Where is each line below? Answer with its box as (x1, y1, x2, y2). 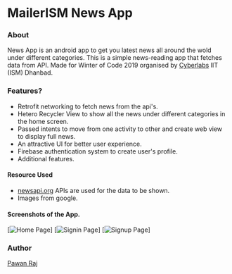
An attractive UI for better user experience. (17, 139, 142, 148)
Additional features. (17, 154, 75, 163)
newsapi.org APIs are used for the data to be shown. (17, 186, 170, 194)
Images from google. (17, 194, 79, 202)
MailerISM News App (7, 5, 133, 21)
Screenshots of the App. (7, 210, 81, 218)
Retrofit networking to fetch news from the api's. (17, 102, 158, 111)
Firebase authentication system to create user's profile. (17, 147, 178, 156)
